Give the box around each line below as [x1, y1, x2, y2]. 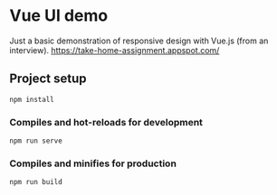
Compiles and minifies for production [9, 157, 177, 170]
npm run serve [9, 136, 63, 145]
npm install [9, 95, 54, 104]
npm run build [9, 178, 63, 187]
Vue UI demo [9, 5, 109, 26]
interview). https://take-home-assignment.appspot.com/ [9, 44, 220, 55]
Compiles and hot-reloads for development [9, 116, 204, 128]
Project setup [9, 71, 88, 87]
